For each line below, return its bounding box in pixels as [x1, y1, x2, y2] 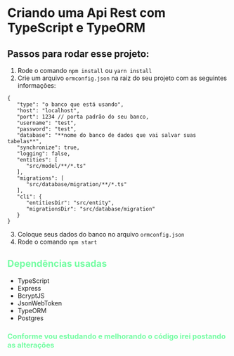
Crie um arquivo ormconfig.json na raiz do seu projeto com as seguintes [17, 74, 227, 82]
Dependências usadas [7, 258, 108, 270]
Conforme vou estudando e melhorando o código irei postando [7, 331, 226, 341]
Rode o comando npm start [17, 237, 98, 246]
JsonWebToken [17, 298, 62, 307]
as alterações [7, 340, 55, 350]
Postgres [17, 314, 44, 322]
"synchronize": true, [16, 144, 80, 151]
